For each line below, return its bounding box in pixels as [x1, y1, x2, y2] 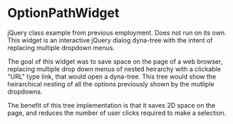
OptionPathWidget [7, 5, 120, 21]
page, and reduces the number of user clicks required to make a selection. [7, 108, 227, 117]
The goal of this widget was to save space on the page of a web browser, [7, 57, 223, 65]
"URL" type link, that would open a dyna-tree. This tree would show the [7, 72, 217, 81]
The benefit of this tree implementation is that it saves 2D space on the [7, 101, 216, 109]
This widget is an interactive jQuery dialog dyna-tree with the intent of [7, 35, 213, 44]
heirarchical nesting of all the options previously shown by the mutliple [7, 79, 215, 88]
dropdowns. [7, 87, 43, 96]
